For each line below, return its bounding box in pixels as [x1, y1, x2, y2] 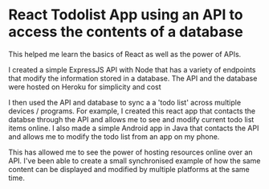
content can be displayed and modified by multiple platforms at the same [8, 164, 251, 174]
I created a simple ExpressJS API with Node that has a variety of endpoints [8, 64, 256, 74]
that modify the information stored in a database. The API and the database [8, 73, 258, 83]
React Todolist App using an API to [8, 6, 243, 24]
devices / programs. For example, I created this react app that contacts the [8, 106, 256, 116]
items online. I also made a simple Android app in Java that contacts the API [8, 123, 259, 133]
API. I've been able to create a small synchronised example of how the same [8, 155, 261, 166]
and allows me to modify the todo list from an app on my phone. [8, 131, 220, 142]
